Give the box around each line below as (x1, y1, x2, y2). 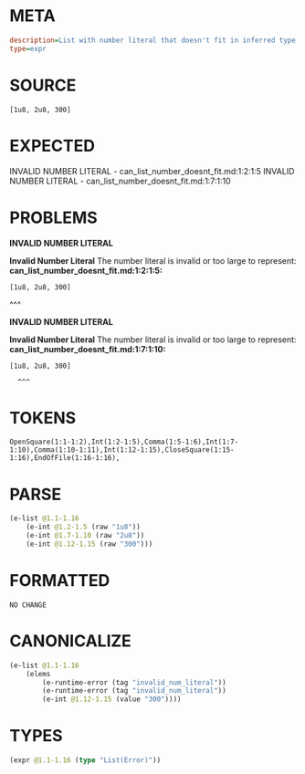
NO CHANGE (9, 600, 47, 610)
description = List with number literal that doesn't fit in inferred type (9, 36, 297, 45)
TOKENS (9, 407, 77, 428)
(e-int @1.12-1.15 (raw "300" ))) (26, 539, 153, 549)
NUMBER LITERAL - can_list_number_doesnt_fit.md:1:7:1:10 (9, 175, 231, 186)
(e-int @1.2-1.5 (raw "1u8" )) (26, 522, 142, 532)
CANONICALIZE (9, 631, 132, 651)
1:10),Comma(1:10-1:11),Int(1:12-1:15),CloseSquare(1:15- (9, 445, 235, 455)
